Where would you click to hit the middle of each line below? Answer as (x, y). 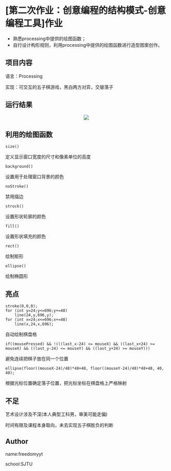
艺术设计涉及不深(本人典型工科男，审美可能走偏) (56, 414)
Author (17, 441)
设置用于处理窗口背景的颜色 (35, 177)
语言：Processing (24, 76)
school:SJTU (19, 464)
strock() (15, 206)
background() (19, 167)
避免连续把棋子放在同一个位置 (37, 359)
